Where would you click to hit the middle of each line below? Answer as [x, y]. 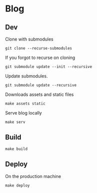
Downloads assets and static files [40, 94]
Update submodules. [27, 76]
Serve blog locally [24, 113]
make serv [15, 122]
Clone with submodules [29, 39]
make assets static [25, 103]
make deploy [17, 185]
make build [16, 149]
